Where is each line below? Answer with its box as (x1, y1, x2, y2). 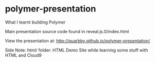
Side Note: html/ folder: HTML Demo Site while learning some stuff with (5, 47, 148, 53)
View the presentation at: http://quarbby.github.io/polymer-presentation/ (5, 37, 151, 44)
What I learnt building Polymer (5, 19, 66, 25)
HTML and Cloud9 (5, 52, 42, 58)
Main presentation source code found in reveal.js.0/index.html (5, 28, 129, 34)
